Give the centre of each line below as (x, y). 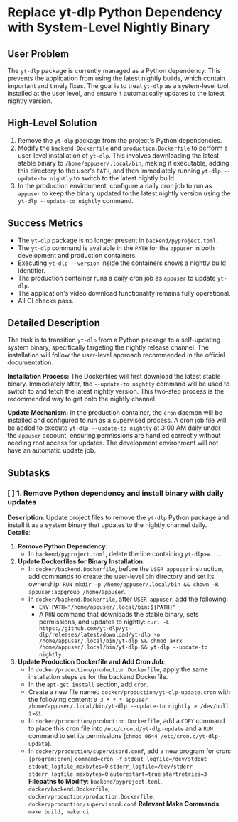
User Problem (38, 54)
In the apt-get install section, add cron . (88, 685)
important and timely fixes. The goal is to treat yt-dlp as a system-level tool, (119, 86)
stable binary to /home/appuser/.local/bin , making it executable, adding (123, 163)
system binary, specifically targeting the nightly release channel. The (108, 347)
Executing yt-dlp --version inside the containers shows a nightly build (121, 263)
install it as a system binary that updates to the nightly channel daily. (107, 525)
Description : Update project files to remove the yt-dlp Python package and (118, 518)
